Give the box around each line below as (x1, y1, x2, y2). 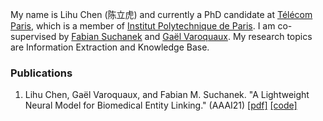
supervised (10, 31, 57, 42)
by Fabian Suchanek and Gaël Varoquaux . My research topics (58, 31, 313, 42)
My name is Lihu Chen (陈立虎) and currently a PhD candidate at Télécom (10, 9, 313, 20)
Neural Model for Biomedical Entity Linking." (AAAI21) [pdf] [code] (24, 99, 298, 112)
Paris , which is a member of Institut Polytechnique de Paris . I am (10, 20, 276, 32)
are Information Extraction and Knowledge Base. (10, 41, 210, 53)
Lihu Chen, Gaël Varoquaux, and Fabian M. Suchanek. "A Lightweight (24, 89, 310, 101)
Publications (10, 66, 73, 80)
